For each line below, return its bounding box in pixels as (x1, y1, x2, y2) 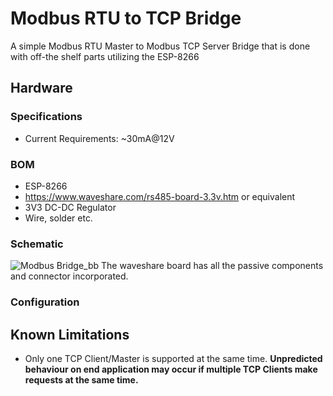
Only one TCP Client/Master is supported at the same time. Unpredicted (24, 352, 323, 364)
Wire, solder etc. (24, 212, 93, 224)
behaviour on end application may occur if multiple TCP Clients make (24, 363, 318, 375)
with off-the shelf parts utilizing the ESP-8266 (10, 50, 200, 62)
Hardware (10, 80, 73, 97)
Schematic (10, 237, 64, 251)
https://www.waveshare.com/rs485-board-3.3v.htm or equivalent (24, 190, 296, 202)
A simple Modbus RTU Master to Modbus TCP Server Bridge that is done (10, 40, 311, 52)
